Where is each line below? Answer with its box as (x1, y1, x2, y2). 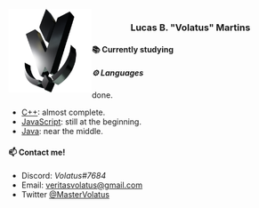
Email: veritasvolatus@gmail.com (20, 180, 143, 190)
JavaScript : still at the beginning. (20, 116, 142, 127)
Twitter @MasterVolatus (20, 188, 110, 199)
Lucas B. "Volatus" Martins (130, 21, 251, 34)
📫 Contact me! (8, 147, 66, 158)
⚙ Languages (92, 68, 144, 78)
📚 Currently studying (92, 44, 174, 54)
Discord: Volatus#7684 (20, 170, 107, 180)
